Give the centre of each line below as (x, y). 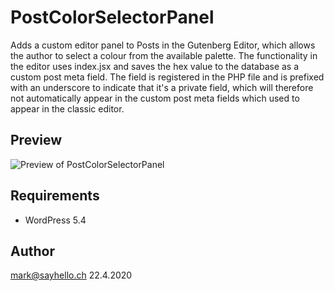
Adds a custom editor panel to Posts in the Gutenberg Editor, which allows (163, 45)
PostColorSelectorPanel (112, 17)
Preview (36, 140)
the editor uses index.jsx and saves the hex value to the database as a (155, 66)
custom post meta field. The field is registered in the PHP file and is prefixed (167, 77)
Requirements (55, 196)
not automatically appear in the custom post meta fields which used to (155, 98)
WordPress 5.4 (55, 220)
